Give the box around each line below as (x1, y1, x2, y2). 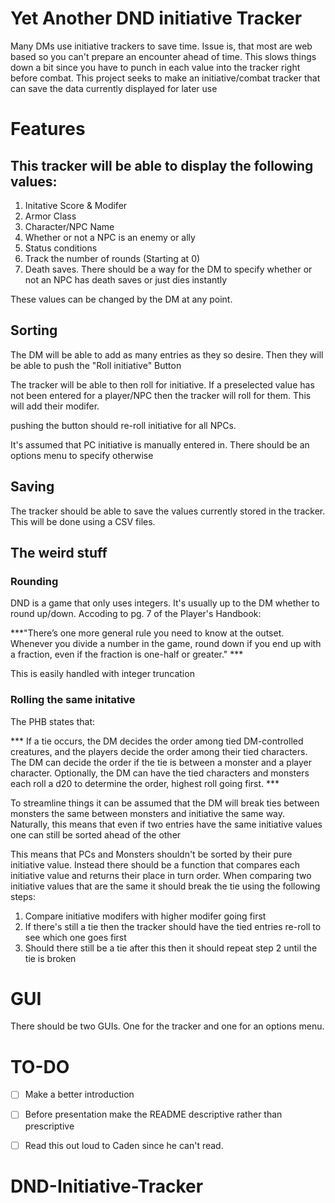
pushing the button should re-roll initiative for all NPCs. (10, 419, 237, 431)
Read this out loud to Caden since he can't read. (24, 1139, 224, 1151)
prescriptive (24, 1120, 75, 1132)
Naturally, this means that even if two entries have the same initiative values (10, 818, 323, 830)
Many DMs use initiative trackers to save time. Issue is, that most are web (10, 40, 313, 52)
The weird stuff (10, 544, 108, 561)
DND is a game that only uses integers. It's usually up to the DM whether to (10, 597, 320, 609)
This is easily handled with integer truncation (10, 668, 195, 680)
